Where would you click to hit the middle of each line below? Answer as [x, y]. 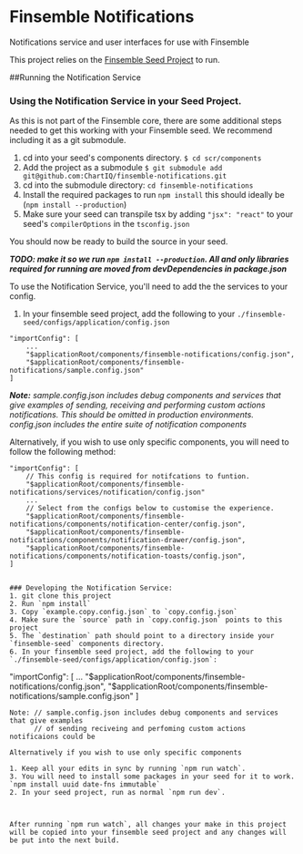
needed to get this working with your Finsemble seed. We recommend [141, 130]
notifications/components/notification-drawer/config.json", [128, 540]
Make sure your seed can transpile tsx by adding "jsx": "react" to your [158, 214]
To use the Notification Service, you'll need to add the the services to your [149, 287]
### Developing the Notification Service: [91, 588]
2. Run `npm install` [50, 604]
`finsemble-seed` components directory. [87, 644]
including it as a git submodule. [68, 140]
